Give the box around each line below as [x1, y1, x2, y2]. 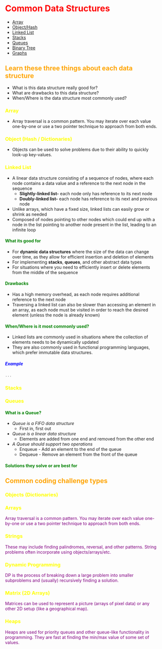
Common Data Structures [5, 3, 110, 14]
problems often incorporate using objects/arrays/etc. [5, 549, 111, 555]
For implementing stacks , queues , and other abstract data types [12, 259, 142, 265]
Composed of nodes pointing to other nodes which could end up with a [12, 216, 155, 222]
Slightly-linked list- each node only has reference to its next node [19, 190, 152, 196]
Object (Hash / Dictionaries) [5, 135, 72, 142]
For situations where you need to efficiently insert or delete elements [12, 264, 150, 270]
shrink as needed [12, 211, 47, 217]
